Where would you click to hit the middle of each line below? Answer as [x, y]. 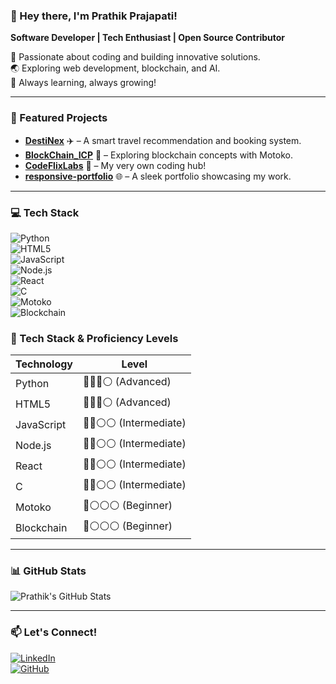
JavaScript [41, 424]
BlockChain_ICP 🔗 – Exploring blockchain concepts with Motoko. [158, 155]
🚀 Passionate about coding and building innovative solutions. [135, 57]
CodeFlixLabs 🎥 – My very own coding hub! [115, 165]
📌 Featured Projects [59, 118]
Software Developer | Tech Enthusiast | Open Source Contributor [148, 38]
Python [32, 383]
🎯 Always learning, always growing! [83, 83]
